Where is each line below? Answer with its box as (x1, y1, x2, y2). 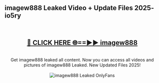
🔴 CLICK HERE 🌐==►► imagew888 (27, 39, 138, 47)
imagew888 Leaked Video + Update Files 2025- (4, 4, 155, 12)
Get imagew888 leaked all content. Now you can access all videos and (10, 57, 154, 62)
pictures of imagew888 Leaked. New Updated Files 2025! (24, 62, 141, 68)
